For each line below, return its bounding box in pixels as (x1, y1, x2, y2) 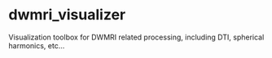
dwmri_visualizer (8, 6, 126, 24)
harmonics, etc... (8, 40, 65, 50)
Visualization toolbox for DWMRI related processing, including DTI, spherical (8, 32, 265, 42)
